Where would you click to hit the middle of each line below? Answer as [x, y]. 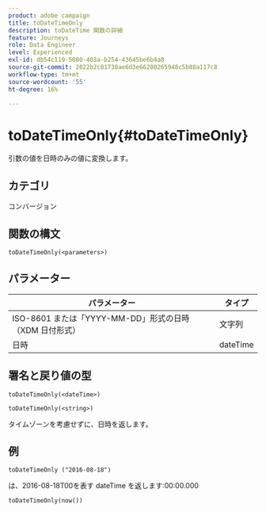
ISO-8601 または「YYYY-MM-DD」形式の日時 [101, 318]
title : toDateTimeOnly [46, 23]
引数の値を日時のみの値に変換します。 [70, 159]
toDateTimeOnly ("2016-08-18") [60, 470]
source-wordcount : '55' [47, 82]
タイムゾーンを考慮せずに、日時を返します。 [80, 424]
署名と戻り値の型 [50, 376]
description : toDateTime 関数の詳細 [66, 30]
